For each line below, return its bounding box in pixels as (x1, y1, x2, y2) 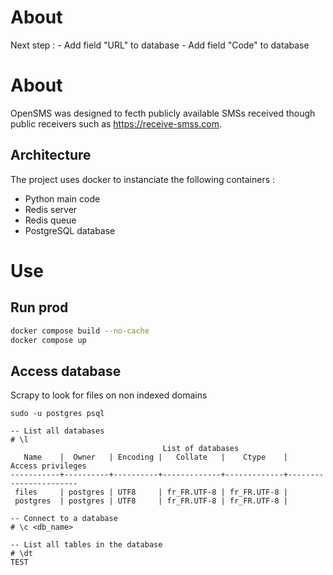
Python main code (24, 192, 101, 205)
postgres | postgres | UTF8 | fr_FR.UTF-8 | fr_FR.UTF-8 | (14, 496, 288, 506)
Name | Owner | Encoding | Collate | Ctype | (23, 452, 288, 463)
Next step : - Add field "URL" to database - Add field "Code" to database (10, 39, 310, 51)
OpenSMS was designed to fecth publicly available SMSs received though (10, 107, 316, 119)
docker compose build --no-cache (10, 326, 150, 336)
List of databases (162, 444, 240, 454)
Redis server (24, 203, 78, 215)
